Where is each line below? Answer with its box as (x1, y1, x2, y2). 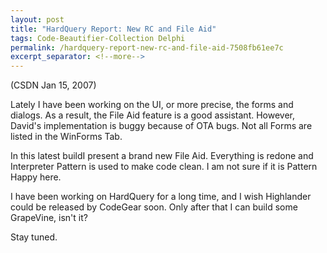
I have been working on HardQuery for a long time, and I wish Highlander (10, 191, 312, 203)
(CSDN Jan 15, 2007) (10, 79, 97, 91)
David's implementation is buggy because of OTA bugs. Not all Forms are (10, 120, 313, 132)
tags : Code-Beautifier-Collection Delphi (10, 33, 186, 43)
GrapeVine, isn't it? (10, 212, 88, 224)
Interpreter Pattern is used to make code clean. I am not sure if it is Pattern (10, 161, 318, 173)
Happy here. (10, 171, 62, 183)
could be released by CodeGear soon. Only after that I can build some (10, 201, 298, 213)
